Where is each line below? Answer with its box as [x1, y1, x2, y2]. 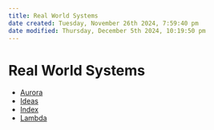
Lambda [19, 113, 47, 123]
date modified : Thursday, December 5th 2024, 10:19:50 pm [8, 26, 206, 35]
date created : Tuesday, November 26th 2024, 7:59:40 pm [8, 19, 199, 27]
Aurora [19, 87, 43, 97]
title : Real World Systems [8, 11, 99, 20]
